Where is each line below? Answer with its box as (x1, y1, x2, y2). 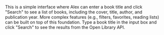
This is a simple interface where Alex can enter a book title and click (5, 4, 143, 10)
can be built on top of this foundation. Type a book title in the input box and (5, 19, 157, 25)
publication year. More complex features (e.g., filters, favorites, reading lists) (5, 14, 160, 20)
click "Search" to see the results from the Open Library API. (5, 24, 125, 30)
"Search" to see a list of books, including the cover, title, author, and (5, 9, 143, 15)
